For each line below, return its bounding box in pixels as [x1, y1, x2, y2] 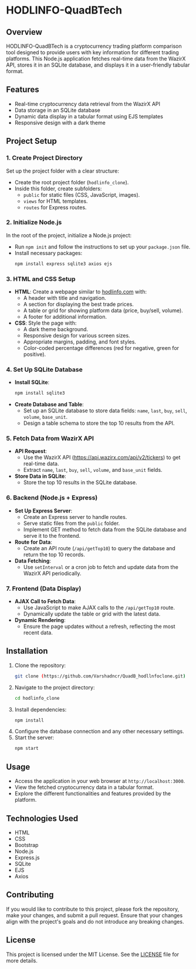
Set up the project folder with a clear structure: [6, 167, 119, 174]
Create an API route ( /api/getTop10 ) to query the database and [23, 544, 176, 551]
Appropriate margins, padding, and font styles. [23, 338, 137, 345]
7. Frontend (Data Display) [6, 584, 82, 593]
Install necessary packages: [14, 249, 83, 256]
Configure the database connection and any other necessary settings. [14, 728, 184, 735]
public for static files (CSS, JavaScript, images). [23, 191, 140, 198]
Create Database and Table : [14, 401, 84, 408]
